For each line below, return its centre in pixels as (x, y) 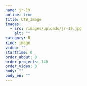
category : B (18, 38)
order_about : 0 (21, 57)
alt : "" (22, 33)
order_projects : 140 (27, 62)
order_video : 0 (21, 66)
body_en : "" (18, 76)
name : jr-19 (18, 10)
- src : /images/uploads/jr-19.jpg (46, 29)
